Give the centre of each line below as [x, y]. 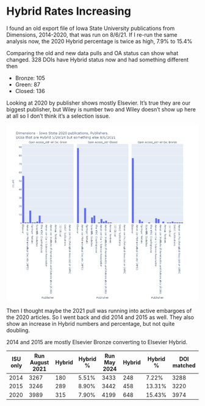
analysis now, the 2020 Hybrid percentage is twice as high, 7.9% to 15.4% [99, 41]
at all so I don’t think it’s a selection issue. [58, 116]
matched [184, 366]
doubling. [18, 330]
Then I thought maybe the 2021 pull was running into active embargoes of [99, 311]
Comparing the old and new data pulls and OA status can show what [92, 53]
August [39, 362]
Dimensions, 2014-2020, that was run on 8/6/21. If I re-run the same [92, 34]
